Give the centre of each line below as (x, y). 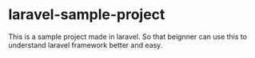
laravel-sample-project (87, 15)
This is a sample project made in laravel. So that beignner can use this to (128, 37)
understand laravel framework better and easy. (86, 44)
